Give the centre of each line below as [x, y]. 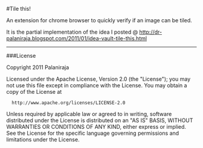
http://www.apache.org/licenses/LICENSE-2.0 [69, 103]
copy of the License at [34, 92]
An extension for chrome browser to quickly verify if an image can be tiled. [99, 20]
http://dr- [150, 32]
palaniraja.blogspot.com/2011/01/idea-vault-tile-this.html [76, 38]
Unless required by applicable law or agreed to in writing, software [89, 114]
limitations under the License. [43, 140]
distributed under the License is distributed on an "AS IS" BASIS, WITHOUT [100, 120]
